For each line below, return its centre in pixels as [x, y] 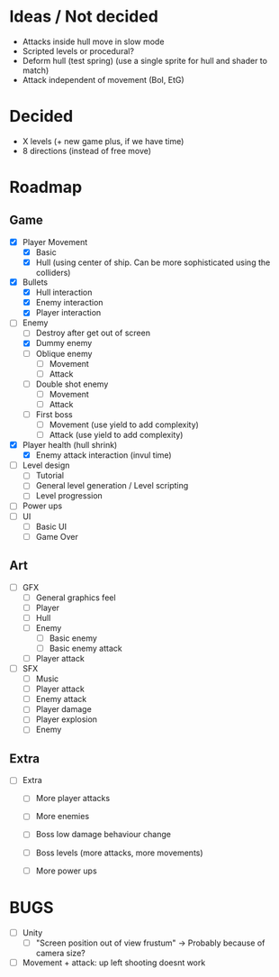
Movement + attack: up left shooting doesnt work [114, 963]
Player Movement [55, 242]
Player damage [63, 709]
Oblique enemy [64, 353]
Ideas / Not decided [84, 17]
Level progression [69, 496]
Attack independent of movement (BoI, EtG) [103, 79]
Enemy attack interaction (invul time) [104, 455]
